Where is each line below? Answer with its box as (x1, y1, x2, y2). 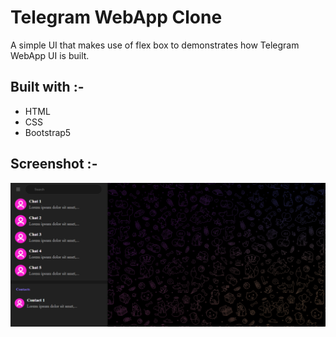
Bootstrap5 (24, 126, 72, 138)
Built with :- (10, 79, 85, 96)
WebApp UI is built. (10, 49, 90, 61)
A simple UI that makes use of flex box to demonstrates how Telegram (10, 39, 300, 51)
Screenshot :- (10, 156, 98, 173)
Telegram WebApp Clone (10, 6, 223, 29)
